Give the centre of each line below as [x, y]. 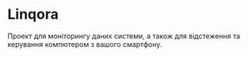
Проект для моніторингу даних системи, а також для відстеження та [124, 36]
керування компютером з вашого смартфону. [85, 44]
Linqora [33, 14]
